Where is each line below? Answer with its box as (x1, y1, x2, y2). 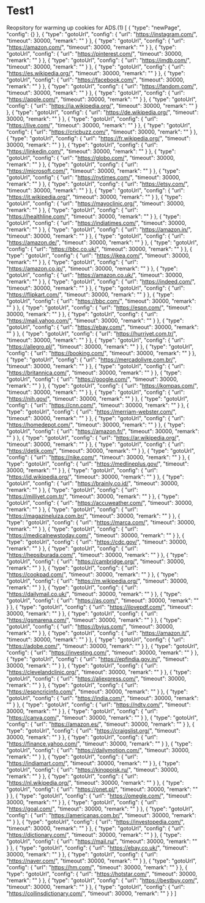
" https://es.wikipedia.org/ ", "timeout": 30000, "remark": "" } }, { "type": (6, 69, 185, 77)
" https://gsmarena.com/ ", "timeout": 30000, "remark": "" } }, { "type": (6, 616, 182, 624)
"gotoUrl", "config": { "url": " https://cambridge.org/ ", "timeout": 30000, (6, 557, 185, 565)
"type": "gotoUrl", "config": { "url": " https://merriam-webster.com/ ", (6, 408, 177, 415)
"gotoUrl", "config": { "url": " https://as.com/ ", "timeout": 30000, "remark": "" (6, 597, 199, 604)
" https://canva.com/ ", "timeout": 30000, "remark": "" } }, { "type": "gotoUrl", (6, 714, 198, 721)
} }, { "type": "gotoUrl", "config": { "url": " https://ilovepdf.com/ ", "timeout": (6, 603, 193, 610)
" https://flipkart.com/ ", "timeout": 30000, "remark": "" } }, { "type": (6, 290, 174, 298)
